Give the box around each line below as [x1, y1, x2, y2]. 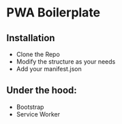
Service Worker [16, 110, 61, 118]
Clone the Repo [16, 50, 61, 58]
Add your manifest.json [16, 65, 82, 73]
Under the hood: [6, 84, 78, 97]
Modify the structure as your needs [16, 58, 116, 66]
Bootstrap [16, 103, 44, 111]
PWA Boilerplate [6, 5, 101, 21]
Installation [6, 32, 55, 44]
